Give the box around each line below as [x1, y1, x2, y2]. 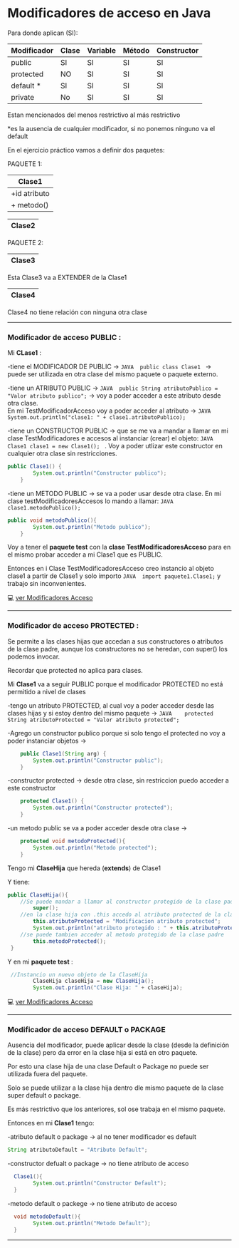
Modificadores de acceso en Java [7, 5, 211, 21]
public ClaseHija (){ [7, 891, 69, 899]
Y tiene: [7, 877, 31, 886]
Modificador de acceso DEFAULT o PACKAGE [7, 1025, 166, 1035]
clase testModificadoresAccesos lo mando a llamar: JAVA [7, 497, 174, 505]
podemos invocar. [7, 652, 60, 661]
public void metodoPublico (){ [7, 517, 97, 524]
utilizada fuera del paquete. [7, 1070, 87, 1078]
